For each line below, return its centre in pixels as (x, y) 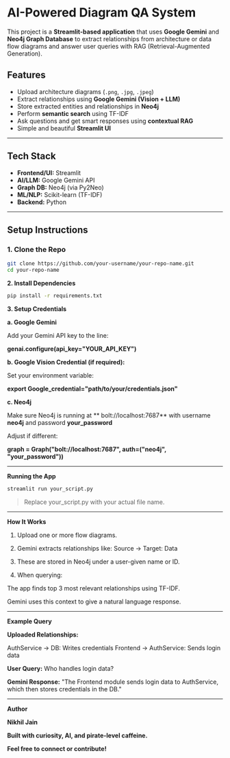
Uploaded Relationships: (43, 634)
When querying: (40, 575)
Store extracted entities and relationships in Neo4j (88, 106)
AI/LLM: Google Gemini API (56, 180)
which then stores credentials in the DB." (64, 689)
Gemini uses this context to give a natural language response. (94, 601)
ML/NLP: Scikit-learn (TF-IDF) (60, 194)
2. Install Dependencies (41, 283)
